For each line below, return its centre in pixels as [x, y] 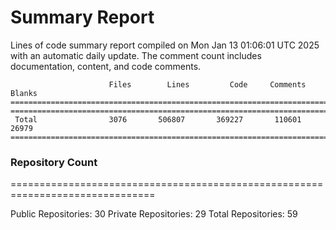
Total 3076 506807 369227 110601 [158, 119]
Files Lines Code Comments [207, 84]
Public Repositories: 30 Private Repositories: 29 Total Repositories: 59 [154, 214]
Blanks [24, 93]
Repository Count [54, 162]
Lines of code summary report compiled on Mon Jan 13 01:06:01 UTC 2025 [165, 45]
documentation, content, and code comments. [106, 66]
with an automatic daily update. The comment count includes [136, 55]
